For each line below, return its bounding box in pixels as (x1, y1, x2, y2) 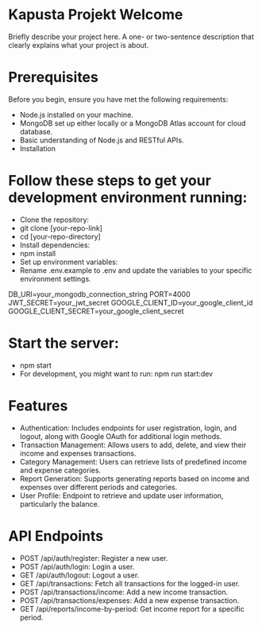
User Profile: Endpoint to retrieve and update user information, (19, 491, 224, 500)
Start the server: (8, 334, 119, 352)
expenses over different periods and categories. (19, 482, 178, 492)
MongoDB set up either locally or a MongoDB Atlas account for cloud (19, 118, 246, 128)
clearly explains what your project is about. (8, 40, 149, 49)
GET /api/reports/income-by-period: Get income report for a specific (19, 604, 245, 613)
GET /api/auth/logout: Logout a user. (19, 570, 140, 580)
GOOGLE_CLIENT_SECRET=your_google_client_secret (8, 306, 184, 316)
